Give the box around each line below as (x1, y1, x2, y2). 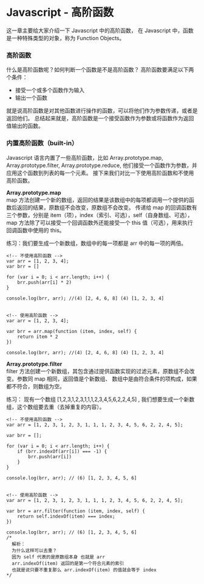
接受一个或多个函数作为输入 (15, 86, 85, 94)
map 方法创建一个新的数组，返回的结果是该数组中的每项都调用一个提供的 (6, 196, 189, 204)
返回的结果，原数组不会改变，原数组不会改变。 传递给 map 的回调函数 (16, 204, 192, 211)
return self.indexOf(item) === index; (17, 513, 115, 520)
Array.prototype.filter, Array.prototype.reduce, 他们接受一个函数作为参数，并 (6, 162, 197, 169)
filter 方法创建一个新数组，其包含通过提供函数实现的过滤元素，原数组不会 (6, 367, 189, 374)
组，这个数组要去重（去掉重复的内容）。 (6, 403, 105, 410)
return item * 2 (17, 334, 59, 340)
